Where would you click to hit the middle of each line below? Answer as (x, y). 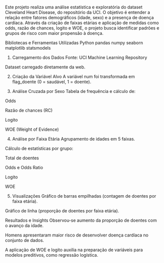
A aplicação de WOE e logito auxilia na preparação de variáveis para (74, 250)
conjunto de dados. (24, 240)
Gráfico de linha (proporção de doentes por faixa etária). (62, 211)
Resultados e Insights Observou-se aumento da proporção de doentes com (81, 220)
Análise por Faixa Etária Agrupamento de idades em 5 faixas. (74, 139)
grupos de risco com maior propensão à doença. (54, 33)
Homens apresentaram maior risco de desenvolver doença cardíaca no (77, 235)
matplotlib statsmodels (28, 48)
